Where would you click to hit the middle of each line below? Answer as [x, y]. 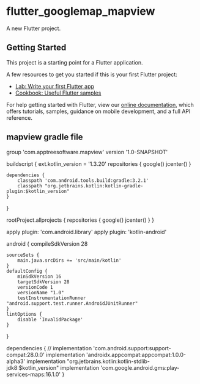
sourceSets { [23, 255]
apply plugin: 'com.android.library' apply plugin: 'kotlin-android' [87, 232]
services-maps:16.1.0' [34, 374]
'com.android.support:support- [132, 348]
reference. [19, 117]
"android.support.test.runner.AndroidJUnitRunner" [72, 303]
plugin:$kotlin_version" [38, 191]
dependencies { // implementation [49, 348]
